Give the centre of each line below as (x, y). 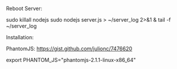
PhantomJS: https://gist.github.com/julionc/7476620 (69, 49)
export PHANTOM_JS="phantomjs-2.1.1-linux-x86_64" (71, 60)
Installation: (20, 37)
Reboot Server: (24, 8)
